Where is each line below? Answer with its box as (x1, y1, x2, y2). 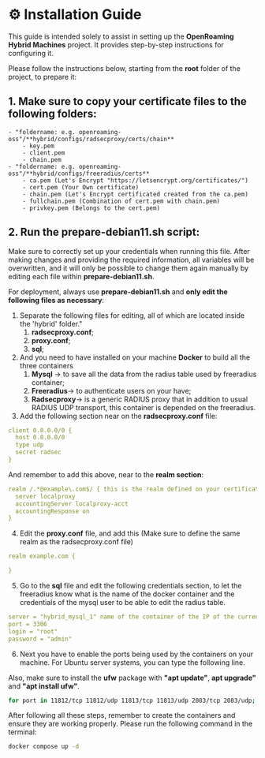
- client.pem (22, 148, 65, 157)
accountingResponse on (15, 507, 90, 515)
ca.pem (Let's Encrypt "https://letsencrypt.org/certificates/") (28, 176, 248, 185)
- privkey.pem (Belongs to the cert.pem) (22, 204, 160, 212)
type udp (15, 441, 44, 449)
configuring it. (8, 48, 54, 58)
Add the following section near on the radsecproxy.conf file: (19, 411, 218, 420)
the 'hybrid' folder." (19, 319, 83, 328)
